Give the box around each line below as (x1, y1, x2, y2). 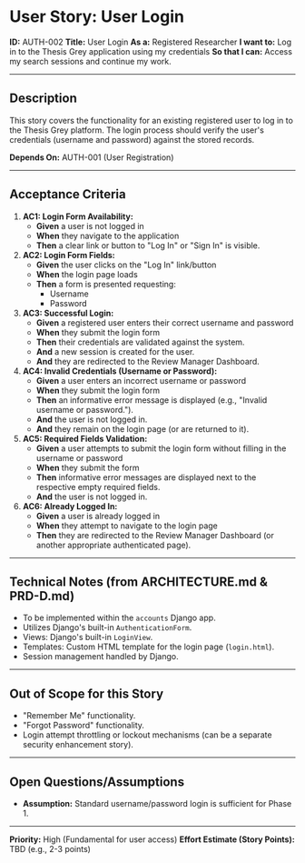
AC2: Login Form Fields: (22, 249, 115, 260)
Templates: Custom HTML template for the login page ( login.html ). (22, 641, 275, 652)
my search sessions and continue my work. (9, 55, 172, 66)
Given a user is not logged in (35, 220, 145, 231)
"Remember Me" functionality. (22, 710, 136, 721)
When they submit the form (35, 462, 140, 473)
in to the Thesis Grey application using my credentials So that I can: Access (9, 45, 293, 56)
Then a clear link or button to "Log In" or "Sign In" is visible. (35, 239, 261, 251)
